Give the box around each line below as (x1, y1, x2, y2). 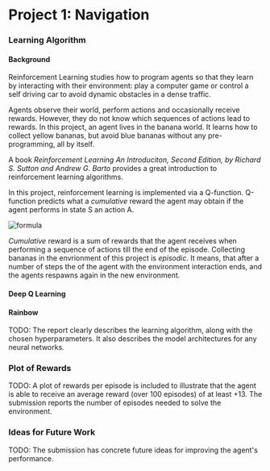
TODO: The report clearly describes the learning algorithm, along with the (8, 325, 253, 336)
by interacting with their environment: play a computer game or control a (8, 81, 249, 90)
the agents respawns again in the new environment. (8, 270, 181, 280)
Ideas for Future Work (8, 427, 95, 438)
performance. (8, 453, 54, 463)
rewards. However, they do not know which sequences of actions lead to (8, 114, 251, 123)
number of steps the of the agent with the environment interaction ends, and (8, 262, 263, 272)
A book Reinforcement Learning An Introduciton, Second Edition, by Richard (8, 155, 261, 165)
